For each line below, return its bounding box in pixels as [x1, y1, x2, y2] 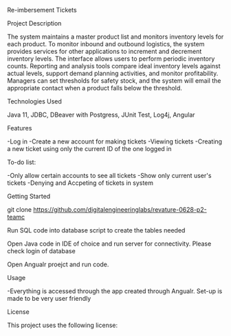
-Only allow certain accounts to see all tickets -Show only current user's [7, 172, 212, 179]
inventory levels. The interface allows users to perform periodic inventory [7, 55, 215, 63]
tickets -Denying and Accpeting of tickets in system [7, 179, 153, 187]
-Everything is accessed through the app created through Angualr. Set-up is [7, 287, 223, 295]
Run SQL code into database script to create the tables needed [7, 226, 186, 234]
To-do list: [7, 158, 36, 166]
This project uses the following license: [7, 321, 118, 329]
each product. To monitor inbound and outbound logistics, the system [7, 40, 205, 48]
